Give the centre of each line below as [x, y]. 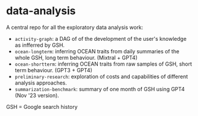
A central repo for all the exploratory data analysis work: [75, 27]
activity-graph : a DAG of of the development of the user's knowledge [100, 38]
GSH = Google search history [42, 107]
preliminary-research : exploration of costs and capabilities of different [101, 76]
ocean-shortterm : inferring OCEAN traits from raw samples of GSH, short [103, 64]
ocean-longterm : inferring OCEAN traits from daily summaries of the [97, 51]
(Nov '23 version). [37, 95]
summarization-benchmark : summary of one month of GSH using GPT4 [100, 89]
